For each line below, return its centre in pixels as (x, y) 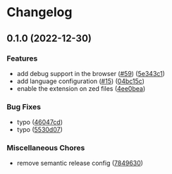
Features (22, 58)
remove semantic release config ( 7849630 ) (80, 163)
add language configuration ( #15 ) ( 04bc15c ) (81, 81)
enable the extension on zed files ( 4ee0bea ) (81, 88)
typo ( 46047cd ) (40, 122)
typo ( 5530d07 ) (39, 130)
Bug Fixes (24, 106)
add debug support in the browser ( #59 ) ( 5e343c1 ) (91, 73)
